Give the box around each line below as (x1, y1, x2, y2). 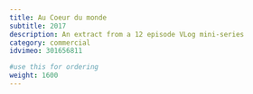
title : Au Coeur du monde (9, 13, 107, 22)
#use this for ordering (9, 63, 99, 72)
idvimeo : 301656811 (9, 47, 83, 56)
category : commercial (9, 38, 91, 47)
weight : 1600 (9, 71, 59, 81)
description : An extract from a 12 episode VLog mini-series (9, 30, 245, 38)
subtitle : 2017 (9, 21, 67, 30)
